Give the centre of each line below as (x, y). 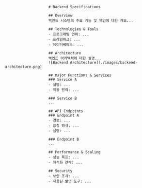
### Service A (63, 80)
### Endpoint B (63, 139)
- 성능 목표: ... (64, 157)
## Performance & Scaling (74, 152)
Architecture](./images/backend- (104, 63)
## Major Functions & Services (80, 75)
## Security (60, 171)
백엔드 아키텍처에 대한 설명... (75, 58)
